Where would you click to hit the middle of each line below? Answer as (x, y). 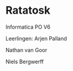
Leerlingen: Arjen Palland (36, 38)
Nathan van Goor (26, 50)
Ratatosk (28, 10)
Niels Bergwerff (25, 61)
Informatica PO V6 (28, 27)
